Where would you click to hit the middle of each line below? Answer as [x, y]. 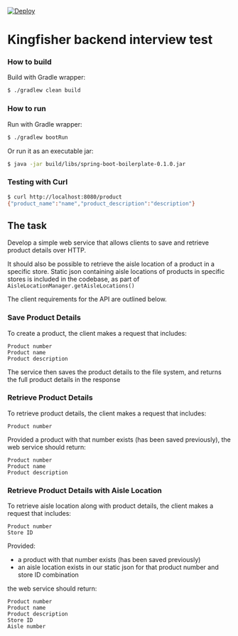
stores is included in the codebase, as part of [74, 279]
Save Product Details [44, 318]
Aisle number [27, 627]
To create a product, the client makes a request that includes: [97, 333]
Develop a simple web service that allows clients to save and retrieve [108, 243]
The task [27, 225]
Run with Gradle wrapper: [45, 124]
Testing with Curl [38, 182]
